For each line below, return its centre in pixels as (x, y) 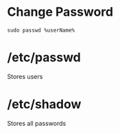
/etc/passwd (44, 57)
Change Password (60, 12)
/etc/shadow (44, 104)
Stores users (25, 76)
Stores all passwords (37, 123)
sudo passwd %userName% (41, 30)
